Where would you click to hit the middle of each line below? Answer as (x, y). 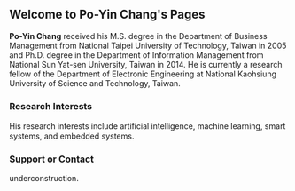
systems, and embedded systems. (72, 136)
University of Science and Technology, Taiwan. (95, 83)
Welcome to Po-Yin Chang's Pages (107, 15)
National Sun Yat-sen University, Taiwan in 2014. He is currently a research (146, 64)
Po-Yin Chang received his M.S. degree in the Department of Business (138, 36)
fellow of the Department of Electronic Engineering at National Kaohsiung (143, 74)
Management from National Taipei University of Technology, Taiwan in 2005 (148, 45)
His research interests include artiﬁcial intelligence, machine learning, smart (147, 126)
